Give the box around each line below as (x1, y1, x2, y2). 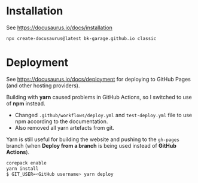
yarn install (6, 166, 39, 172)
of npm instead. (6, 100, 46, 107)
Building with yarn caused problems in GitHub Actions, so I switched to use (6, 93, 193, 100)
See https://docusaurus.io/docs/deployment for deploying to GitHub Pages (6, 75, 191, 83)
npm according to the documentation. (14, 118, 108, 125)
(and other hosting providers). (6, 82, 80, 89)
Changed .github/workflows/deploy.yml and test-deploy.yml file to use (14, 111, 193, 118)
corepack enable (6, 160, 47, 166)
